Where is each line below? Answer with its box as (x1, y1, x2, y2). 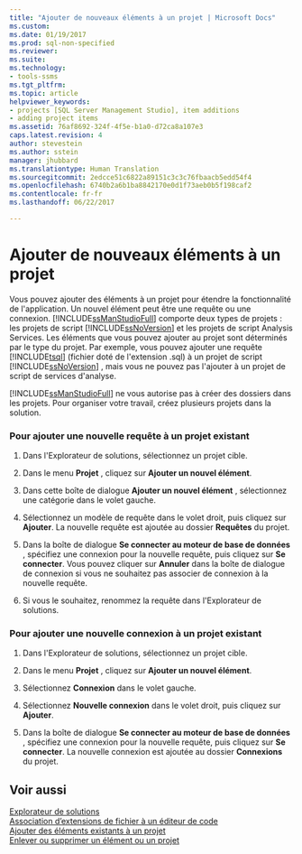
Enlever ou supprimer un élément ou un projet (9, 835, 180, 846)
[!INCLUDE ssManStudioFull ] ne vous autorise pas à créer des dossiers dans (9, 387, 291, 398)
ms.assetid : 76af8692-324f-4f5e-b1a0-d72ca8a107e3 (9, 123, 204, 132)
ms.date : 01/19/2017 (9, 30, 87, 39)
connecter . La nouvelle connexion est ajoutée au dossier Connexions (22, 747, 283, 757)
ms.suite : (9, 55, 47, 64)
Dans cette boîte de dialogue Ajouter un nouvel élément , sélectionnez (22, 485, 288, 497)
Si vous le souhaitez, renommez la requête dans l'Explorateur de (22, 595, 261, 606)
